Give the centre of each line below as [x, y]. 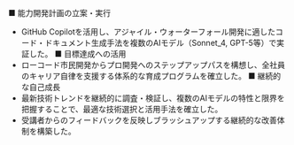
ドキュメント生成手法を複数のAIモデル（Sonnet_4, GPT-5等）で [161, 43]
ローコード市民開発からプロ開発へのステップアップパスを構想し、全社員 [153, 65]
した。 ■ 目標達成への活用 [77, 54]
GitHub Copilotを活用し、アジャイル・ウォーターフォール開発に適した [148, 32]
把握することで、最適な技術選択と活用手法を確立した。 [122, 109]
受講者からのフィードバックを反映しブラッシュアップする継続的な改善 [149, 120]
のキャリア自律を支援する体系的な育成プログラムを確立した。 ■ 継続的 [151, 76]
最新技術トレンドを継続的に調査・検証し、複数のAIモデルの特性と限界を [153, 98]
